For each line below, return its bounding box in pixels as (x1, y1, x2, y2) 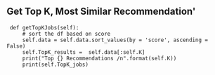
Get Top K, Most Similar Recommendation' (6, 6, 196, 18)
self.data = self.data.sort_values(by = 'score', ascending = (22, 36, 209, 43)
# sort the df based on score (22, 30, 111, 37)
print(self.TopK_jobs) (22, 61, 89, 68)
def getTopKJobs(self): (9, 24, 79, 31)
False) (6, 42, 26, 50)
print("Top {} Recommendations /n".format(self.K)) (22, 55, 177, 62)
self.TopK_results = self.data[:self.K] (22, 48, 145, 55)
